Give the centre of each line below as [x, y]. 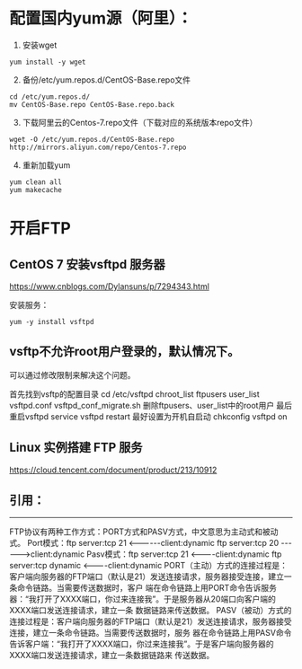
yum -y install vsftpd [52, 321]
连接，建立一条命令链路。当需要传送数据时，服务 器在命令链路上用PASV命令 [151, 633]
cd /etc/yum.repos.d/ [50, 97]
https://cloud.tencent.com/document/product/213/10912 [113, 470]
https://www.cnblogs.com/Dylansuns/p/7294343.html [109, 286]
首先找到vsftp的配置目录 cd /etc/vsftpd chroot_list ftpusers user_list [135, 394]
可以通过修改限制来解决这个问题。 [72, 374]
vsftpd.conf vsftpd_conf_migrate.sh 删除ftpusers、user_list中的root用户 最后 [151, 405]
